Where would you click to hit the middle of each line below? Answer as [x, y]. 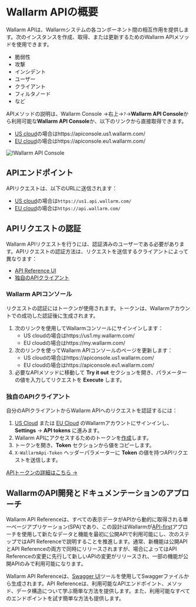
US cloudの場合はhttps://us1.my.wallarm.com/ [79, 335]
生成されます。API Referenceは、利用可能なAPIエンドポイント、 [89, 583]
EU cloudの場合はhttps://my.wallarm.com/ [74, 342]
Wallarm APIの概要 [52, 12]
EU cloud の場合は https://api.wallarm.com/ [68, 208]
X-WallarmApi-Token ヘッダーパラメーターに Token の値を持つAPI [93, 453]
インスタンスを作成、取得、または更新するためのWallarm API [100, 37]
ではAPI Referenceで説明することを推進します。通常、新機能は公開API [102, 541]
